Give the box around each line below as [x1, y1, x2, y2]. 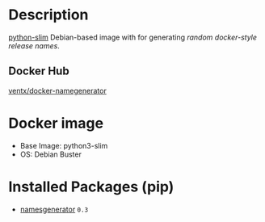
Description [8, 6, 89, 24]
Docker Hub [8, 65, 70, 78]
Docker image [8, 114, 103, 132]
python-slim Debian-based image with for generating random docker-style [8, 32, 257, 42]
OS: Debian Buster [19, 149, 82, 159]
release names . [8, 40, 61, 50]
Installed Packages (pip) [8, 178, 175, 195]
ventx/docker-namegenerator [8, 86, 107, 95]
